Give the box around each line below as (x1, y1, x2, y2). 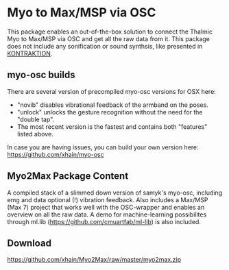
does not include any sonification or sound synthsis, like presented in (7, 42, 203, 50)
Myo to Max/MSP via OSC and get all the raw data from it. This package (7, 34, 210, 42)
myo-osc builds (7, 69, 75, 81)
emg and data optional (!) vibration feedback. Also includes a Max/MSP (7, 195, 208, 204)
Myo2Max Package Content (7, 170, 129, 182)
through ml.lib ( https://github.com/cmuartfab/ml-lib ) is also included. (7, 217, 201, 225)
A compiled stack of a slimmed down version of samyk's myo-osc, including (7, 188, 223, 197)
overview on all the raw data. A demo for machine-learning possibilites (7, 210, 207, 219)
